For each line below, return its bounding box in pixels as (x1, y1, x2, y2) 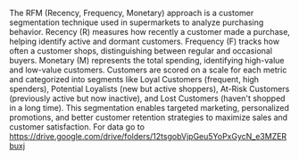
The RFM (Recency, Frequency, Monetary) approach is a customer (9, 8, 254, 18)
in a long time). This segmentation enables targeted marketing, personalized (9, 103, 290, 113)
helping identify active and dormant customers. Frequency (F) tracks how (9, 36, 279, 46)
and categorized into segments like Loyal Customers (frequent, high (9, 74, 260, 84)
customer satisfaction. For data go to (9, 122, 145, 132)
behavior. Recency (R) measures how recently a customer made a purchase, (9, 27, 290, 37)
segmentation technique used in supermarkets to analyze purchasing (9, 17, 264, 28)
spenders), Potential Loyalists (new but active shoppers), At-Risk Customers (9, 84, 290, 94)
